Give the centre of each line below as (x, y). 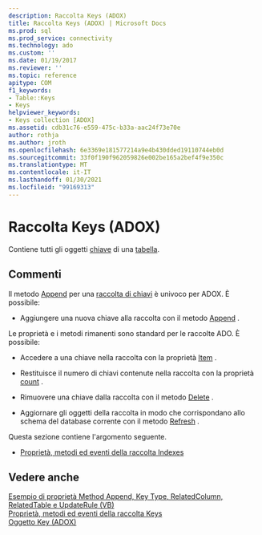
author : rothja (34, 135)
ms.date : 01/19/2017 (43, 61)
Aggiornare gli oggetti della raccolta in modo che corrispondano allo (133, 412)
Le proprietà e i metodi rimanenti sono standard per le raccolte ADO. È (124, 333)
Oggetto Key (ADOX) (42, 522)
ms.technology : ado (41, 46)
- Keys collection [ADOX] (51, 120)
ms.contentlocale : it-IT (50, 172)
